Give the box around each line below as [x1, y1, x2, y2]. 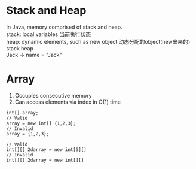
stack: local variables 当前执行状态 [6, 31, 91, 38]
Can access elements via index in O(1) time [14, 98, 121, 105]
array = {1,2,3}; [6, 131, 50, 137]
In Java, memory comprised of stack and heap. [6, 23, 122, 31]
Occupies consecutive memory [14, 92, 92, 99]
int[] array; [6, 110, 39, 116]
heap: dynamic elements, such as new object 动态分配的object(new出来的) [6, 38, 191, 45]
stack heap [6, 44, 34, 52]
